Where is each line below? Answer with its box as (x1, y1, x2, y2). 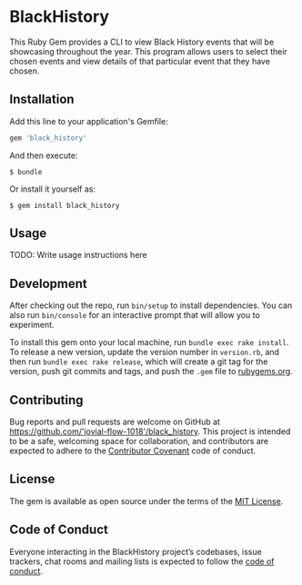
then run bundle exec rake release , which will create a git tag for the (9, 356, 268, 367)
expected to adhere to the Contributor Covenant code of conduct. (9, 445, 257, 456)
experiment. (9, 320, 55, 331)
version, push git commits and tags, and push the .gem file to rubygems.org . (9, 366, 294, 377)
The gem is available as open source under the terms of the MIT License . (9, 495, 284, 506)
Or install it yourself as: (9, 183, 96, 194)
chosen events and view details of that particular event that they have (9, 55, 271, 66)
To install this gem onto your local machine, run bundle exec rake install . (9, 337, 289, 348)
